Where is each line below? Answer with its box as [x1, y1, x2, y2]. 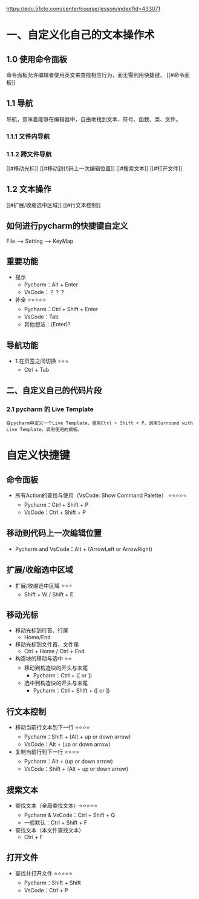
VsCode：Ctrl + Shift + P [24, 509, 86, 516]
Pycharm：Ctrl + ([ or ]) [33, 672, 93, 679]
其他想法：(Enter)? [24, 321, 71, 328]
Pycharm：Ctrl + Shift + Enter [24, 306, 99, 313]
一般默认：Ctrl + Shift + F [24, 819, 88, 826]
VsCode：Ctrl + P [24, 886, 68, 894]
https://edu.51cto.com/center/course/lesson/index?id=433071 [6, 5, 161, 12]
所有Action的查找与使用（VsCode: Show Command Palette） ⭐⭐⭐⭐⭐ [15, 492, 188, 499]
